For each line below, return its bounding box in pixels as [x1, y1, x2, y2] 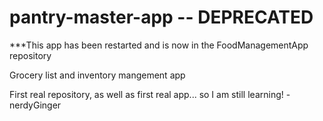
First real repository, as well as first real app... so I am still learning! [9, 88, 284, 100]
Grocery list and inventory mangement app [9, 69, 186, 81]
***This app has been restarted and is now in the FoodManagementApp [9, 39, 309, 51]
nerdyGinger [9, 99, 62, 111]
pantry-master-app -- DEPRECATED [9, 6, 314, 29]
